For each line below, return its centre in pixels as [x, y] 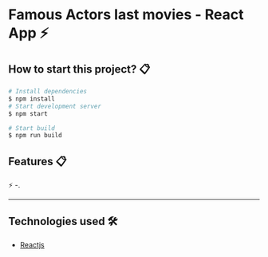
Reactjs [32, 244]
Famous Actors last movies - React [126, 15]
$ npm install [32, 99]
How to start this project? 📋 [79, 69]
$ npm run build [35, 136]
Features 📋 [37, 161]
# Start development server [55, 106]
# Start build [32, 128]
